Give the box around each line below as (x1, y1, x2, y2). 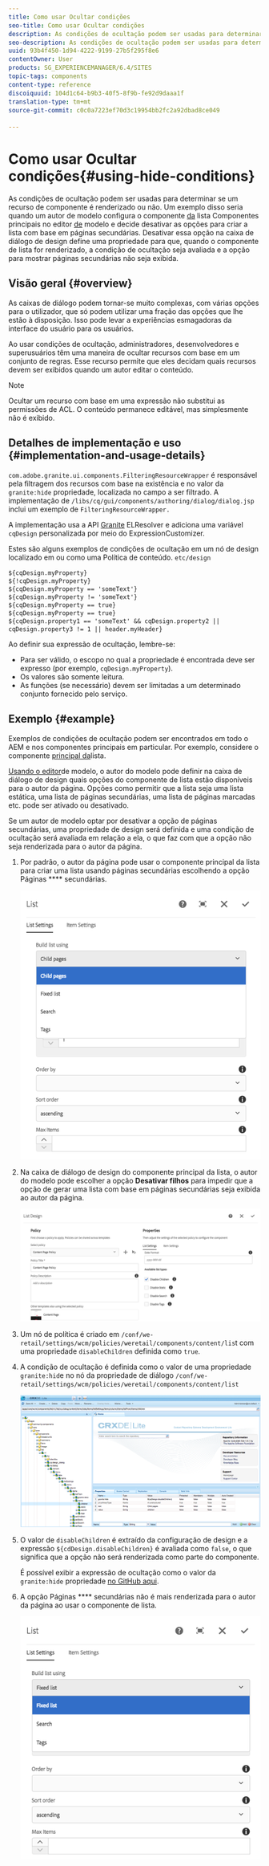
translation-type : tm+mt (8, 97, 91, 106)
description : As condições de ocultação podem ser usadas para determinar (8, 30, 263, 38)
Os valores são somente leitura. (19, 671, 125, 682)
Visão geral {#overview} (8, 277, 133, 291)
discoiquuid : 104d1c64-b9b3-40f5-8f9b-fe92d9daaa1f (8, 89, 184, 97)
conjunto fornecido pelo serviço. (19, 689, 128, 699)
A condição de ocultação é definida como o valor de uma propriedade (19, 1362, 252, 1371)
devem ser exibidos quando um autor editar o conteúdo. (8, 365, 194, 374)
